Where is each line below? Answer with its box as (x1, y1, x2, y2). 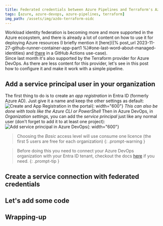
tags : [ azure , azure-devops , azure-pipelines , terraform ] (5, 12, 125, 17)
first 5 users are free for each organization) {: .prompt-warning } (16, 138, 146, 144)
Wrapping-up (5, 213, 47, 222)
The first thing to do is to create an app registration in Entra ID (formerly (5, 93, 149, 99)
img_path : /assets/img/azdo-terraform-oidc (5, 16, 95, 21)
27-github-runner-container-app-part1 (5, 45, 82, 51)
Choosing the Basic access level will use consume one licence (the (16, 133, 151, 139)
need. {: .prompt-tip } (16, 158, 60, 164)
